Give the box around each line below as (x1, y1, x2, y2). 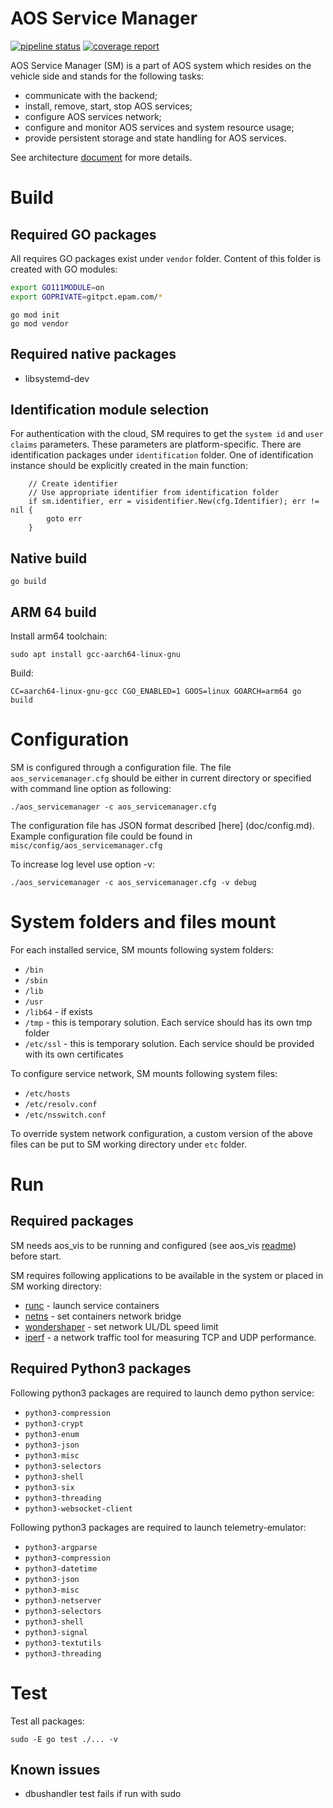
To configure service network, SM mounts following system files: (10, 1067, 278, 1079)
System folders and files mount (10, 911, 277, 934)
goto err (46, 514, 83, 524)
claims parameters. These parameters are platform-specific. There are (10, 438, 302, 451)
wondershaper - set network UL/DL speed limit (24, 1320, 219, 1332)
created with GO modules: (10, 263, 118, 275)
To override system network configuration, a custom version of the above (10, 1127, 314, 1139)
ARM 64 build (10, 603, 97, 621)
